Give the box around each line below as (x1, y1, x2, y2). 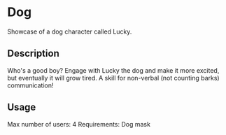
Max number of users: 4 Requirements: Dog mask (7, 120, 150, 128)
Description (7, 48, 59, 59)
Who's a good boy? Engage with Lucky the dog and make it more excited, (7, 66, 220, 74)
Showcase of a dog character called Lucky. (7, 27, 132, 36)
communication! (7, 81, 54, 90)
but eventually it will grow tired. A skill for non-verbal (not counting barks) (7, 73, 220, 82)
